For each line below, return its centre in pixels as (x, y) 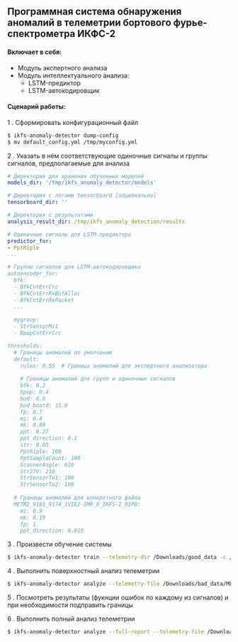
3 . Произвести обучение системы (59, 544)
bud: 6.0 (33, 398)
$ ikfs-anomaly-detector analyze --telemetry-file (84, 584)
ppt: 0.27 (35, 432)
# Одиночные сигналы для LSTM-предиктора (69, 234)
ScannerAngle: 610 (47, 464)
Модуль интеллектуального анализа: (73, 75)
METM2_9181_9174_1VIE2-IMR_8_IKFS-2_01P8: (77, 504)
